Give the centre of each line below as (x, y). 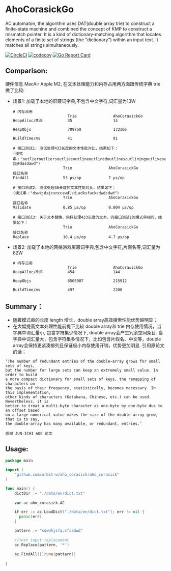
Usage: (17, 449)
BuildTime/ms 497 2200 (67, 290)
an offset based (22, 410)
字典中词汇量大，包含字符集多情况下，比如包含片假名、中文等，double (87, 339)
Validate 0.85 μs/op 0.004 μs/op (73, 207)
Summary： (24, 307)
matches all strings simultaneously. (42, 45)
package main (19, 461)
